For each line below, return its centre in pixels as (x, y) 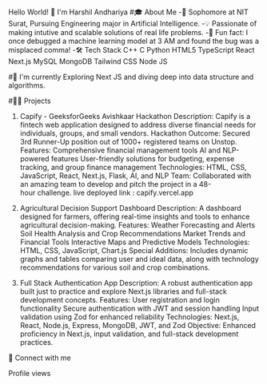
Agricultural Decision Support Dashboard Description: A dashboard (130, 208)
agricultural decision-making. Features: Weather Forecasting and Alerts (137, 225)
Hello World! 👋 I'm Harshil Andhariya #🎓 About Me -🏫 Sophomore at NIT (129, 12)
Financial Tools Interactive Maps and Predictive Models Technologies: (135, 242)
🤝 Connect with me (40, 358)
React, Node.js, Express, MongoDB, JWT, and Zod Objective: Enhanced (137, 325)
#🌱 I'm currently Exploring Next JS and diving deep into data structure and (131, 77)
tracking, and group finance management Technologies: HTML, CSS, (133, 167)
